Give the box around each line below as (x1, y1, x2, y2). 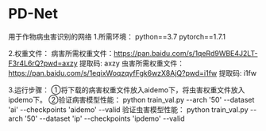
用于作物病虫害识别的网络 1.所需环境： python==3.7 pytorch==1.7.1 (8, 32, 226, 41)
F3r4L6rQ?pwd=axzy (8, 58, 78, 68)
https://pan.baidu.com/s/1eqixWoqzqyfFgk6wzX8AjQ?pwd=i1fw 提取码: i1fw (8, 68, 257, 77)
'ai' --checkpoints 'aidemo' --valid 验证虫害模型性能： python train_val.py (8, 104, 249, 114)
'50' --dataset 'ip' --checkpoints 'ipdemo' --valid (25, 114, 185, 123)
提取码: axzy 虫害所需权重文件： (79, 58, 185, 68)
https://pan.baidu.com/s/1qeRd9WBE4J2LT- (114, 48, 258, 58)
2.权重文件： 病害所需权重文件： (8, 48, 114, 58)
